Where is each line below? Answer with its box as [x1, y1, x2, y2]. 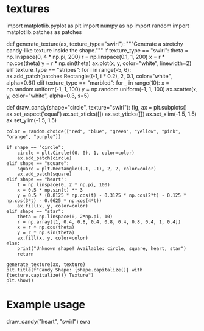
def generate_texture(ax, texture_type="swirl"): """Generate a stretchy [6, 40, 184, 47]
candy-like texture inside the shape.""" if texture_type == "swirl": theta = [6, 46, 189, 54]
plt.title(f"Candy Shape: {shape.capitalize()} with [6, 267, 143, 273]
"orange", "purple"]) [6, 133, 62, 140]
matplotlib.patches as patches [6, 28, 82, 35]
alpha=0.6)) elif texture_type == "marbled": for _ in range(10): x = [6, 78, 170, 86]
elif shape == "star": [6, 208, 64, 214]
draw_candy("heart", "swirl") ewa [6, 318, 91, 325]
